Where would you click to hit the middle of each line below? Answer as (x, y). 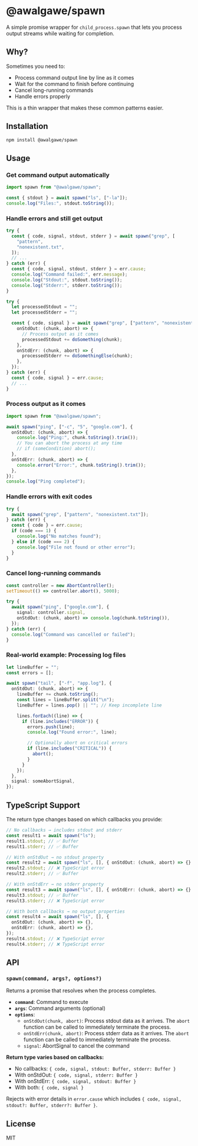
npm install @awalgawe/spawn (42, 140)
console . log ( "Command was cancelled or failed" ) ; (73, 635)
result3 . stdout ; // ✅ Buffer (42, 895)
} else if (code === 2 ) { (43, 541)
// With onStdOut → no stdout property (55, 857)
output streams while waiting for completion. (60, 33)
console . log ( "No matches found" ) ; (59, 536)
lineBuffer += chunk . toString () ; (58, 694)
